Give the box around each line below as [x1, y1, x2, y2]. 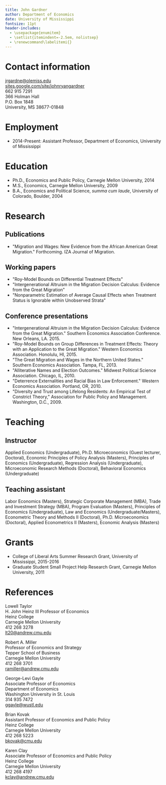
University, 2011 [12, 569, 45, 575]
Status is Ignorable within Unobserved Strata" [12, 297, 106, 304]
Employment [5, 121, 58, 132]
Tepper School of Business [5, 650, 60, 656]
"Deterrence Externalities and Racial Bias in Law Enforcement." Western [12, 378, 160, 384]
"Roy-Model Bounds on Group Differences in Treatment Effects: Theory [12, 341, 159, 347]
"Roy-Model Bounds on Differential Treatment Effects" [12, 276, 123, 282]
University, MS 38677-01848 [5, 104, 64, 110]
